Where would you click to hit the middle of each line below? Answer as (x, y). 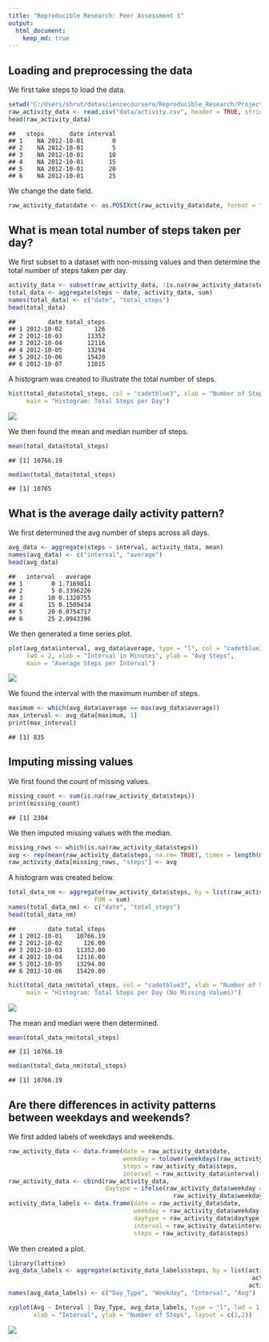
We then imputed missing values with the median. (90, 833)
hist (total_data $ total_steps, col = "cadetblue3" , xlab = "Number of (127, 393)
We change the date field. (51, 191)
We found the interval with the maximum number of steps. (104, 693)
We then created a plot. (47, 1248)
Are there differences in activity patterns (112, 1105)
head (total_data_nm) (43, 914)
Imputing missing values (71, 762)
